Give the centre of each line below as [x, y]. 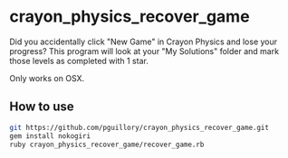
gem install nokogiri [50, 136]
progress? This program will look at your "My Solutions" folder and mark [144, 51]
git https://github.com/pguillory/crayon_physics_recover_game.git [139, 127]
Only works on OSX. [47, 78]
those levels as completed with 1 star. [79, 60]
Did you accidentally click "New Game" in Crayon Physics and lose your [144, 42]
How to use [42, 107]
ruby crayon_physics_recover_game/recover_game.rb [107, 144]
